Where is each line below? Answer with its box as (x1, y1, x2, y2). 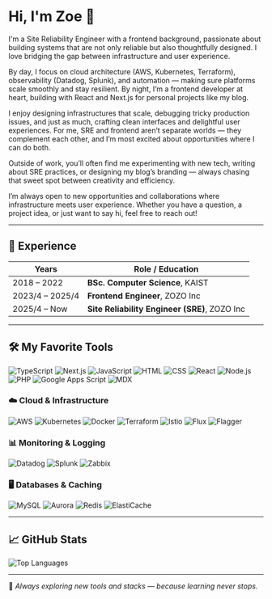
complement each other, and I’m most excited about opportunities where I (8, 133, 255, 144)
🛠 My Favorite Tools (8, 340, 113, 354)
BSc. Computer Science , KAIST (87, 276, 209, 288)
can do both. (8, 142, 51, 152)
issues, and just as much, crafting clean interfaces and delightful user (8, 116, 240, 126)
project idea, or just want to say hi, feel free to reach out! (8, 208, 198, 217)
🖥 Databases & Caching (8, 479, 103, 491)
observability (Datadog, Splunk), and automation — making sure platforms (8, 75, 256, 85)
